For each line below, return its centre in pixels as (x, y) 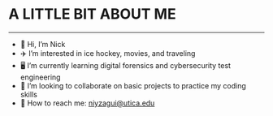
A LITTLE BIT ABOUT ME (92, 14)
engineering (40, 77)
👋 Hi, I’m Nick (43, 44)
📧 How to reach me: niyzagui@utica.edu (87, 103)
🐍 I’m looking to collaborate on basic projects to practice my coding (133, 85)
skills (29, 94)
